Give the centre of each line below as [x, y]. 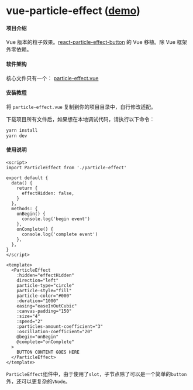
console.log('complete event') [60, 234]
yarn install [22, 130]
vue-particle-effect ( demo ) [73, 11]
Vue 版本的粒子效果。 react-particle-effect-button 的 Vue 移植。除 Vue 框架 [96, 42]
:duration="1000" [38, 301]
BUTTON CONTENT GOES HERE [48, 352]
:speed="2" [30, 321]
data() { [22, 183]
